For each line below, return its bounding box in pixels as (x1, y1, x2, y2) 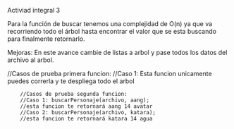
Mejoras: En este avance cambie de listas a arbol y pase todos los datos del (7, 49, 228, 56)
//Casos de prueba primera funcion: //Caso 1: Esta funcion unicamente (7, 70, 213, 78)
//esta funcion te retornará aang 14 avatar (20, 103, 153, 110)
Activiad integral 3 (7, 6, 61, 14)
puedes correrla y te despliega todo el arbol (7, 77, 135, 85)
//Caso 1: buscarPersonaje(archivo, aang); (20, 97, 150, 104)
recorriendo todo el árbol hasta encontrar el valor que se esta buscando (7, 27, 217, 35)
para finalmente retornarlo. (7, 35, 85, 43)
